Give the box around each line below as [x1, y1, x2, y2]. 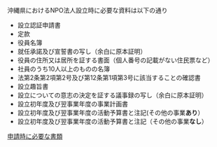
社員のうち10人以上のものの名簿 [17, 65, 111, 73]
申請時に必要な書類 [7, 132, 63, 140]
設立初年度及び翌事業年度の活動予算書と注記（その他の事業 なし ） [17, 118, 208, 125]
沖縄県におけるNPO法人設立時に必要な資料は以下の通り [7, 6, 168, 14]
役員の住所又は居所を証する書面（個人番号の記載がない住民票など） [17, 56, 214, 64]
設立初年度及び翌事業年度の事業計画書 [17, 100, 128, 108]
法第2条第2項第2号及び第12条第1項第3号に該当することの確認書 [17, 73, 201, 82]
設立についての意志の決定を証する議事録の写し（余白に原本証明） [17, 91, 208, 99]
